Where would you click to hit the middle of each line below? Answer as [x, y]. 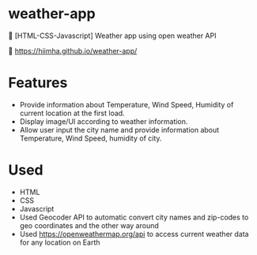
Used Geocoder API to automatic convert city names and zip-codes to [134, 217]
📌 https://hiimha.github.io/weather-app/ [73, 51]
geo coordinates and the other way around [89, 225]
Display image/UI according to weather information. [104, 121]
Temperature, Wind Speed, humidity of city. [91, 138]
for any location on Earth [60, 242]
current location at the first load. [72, 113]
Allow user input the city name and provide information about [119, 129]
